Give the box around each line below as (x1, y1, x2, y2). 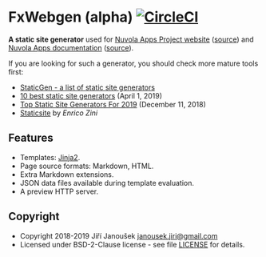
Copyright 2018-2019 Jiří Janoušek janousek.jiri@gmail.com (19, 231, 218, 240)
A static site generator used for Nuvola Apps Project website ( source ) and (8, 34, 254, 44)
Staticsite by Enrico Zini (19, 108, 98, 118)
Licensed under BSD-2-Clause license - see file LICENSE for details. (19, 239, 245, 249)
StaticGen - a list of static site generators (19, 82, 156, 92)
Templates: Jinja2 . (19, 152, 81, 162)
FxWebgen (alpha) (8, 8, 133, 26)
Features (8, 131, 54, 145)
